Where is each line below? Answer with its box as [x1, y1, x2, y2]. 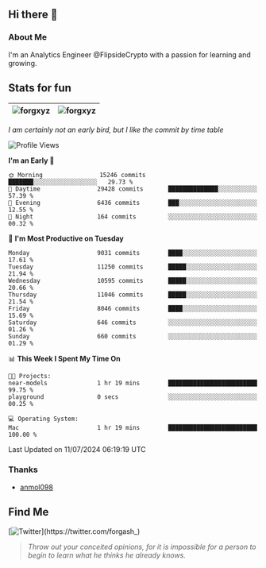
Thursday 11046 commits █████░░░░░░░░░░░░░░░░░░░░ [8, 291, 258, 299]
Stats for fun [8, 81, 71, 95]
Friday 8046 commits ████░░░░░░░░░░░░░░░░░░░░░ [8, 304, 258, 312]
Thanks [8, 464, 38, 475]
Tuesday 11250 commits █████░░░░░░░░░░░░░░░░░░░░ [8, 263, 258, 271]
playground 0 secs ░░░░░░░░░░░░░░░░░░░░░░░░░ [8, 392, 258, 401]
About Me [8, 32, 48, 43]
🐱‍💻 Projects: [8, 372, 52, 380]
